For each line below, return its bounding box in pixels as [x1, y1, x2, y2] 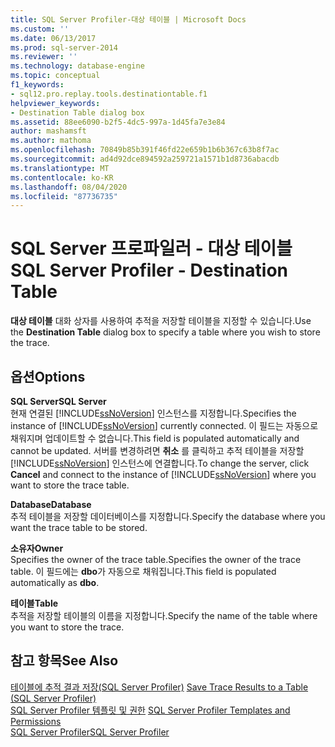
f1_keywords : [10, 80, 65, 90]
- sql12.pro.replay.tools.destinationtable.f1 [10, 89, 208, 99]
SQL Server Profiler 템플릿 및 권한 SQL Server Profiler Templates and [10, 704, 291, 716]
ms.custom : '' [10, 24, 70, 34]
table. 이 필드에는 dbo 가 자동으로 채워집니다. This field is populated [10, 566, 277, 577]
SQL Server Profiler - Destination [10, 259, 288, 282]
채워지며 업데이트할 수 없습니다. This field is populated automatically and [10, 432, 300, 444]
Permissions [10, 715, 62, 727]
